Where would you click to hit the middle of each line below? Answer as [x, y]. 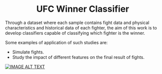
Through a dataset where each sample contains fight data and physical [77, 23]
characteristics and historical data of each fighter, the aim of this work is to [81, 27]
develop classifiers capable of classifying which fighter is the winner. [75, 33]
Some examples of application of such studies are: [56, 42]
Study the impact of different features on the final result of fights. [78, 57]
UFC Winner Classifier [83, 9]
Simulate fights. [28, 52]
